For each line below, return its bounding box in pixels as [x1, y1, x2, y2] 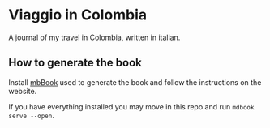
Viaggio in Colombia [8, 6, 148, 24]
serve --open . [8, 110, 54, 120]
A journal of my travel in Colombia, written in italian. [8, 32, 181, 42]
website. [8, 86, 37, 96]
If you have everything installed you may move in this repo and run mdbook [8, 101, 255, 111]
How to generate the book [8, 56, 142, 70]
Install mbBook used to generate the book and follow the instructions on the [8, 77, 262, 87]
